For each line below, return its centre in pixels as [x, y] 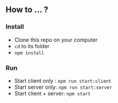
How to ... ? [27, 10]
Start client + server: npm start [52, 93]
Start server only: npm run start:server [63, 87]
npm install [29, 53]
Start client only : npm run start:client [63, 80]
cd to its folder [32, 46]
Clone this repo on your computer [56, 40]
